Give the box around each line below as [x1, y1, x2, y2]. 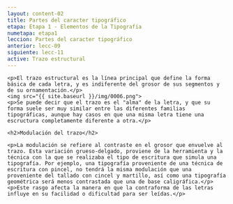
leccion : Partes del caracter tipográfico [7, 36, 133, 43]
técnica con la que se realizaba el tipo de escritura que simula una [7, 154, 217, 161]
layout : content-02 [7, 10, 64, 17]
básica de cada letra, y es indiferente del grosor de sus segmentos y [7, 81, 220, 88]
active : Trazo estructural [7, 56, 86, 63]
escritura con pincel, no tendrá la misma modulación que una [7, 166, 192, 173]
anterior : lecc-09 [7, 42, 61, 49]
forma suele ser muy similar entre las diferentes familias [7, 105, 186, 112]
